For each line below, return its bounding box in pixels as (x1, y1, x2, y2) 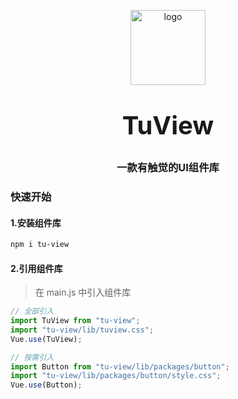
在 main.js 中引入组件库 (34, 286, 132, 299)
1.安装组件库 (10, 216, 62, 229)
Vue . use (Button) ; (10, 380, 83, 390)
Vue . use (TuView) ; (10, 334, 83, 344)
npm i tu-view (10, 240, 70, 250)
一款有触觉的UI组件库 (116, 161, 220, 174)
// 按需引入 (10, 352, 55, 362)
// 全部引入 (10, 306, 55, 317)
